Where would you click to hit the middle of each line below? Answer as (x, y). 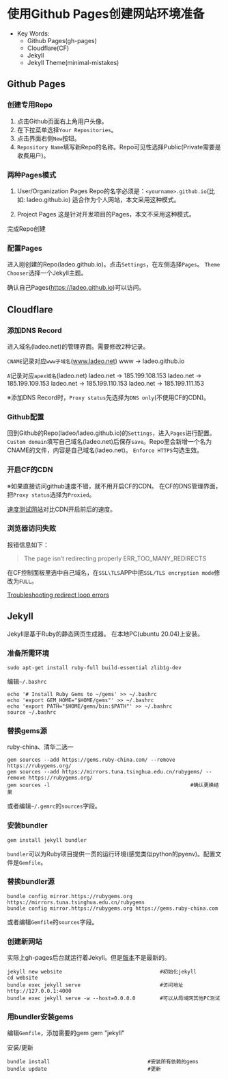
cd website (23, 978)
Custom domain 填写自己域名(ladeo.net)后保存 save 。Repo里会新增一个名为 (110, 442)
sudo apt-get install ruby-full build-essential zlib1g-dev (95, 668)
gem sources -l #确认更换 (111, 785)
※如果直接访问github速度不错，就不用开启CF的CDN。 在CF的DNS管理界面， (114, 486)
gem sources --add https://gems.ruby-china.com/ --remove (91, 760)
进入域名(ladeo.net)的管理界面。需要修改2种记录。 (78, 346)
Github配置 (26, 417)
